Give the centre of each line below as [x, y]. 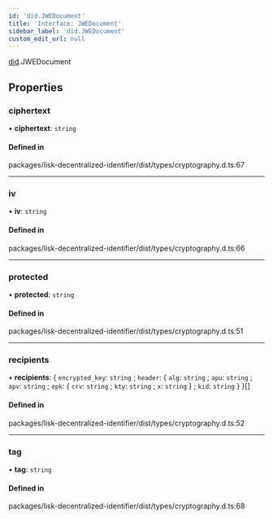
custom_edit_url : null [47, 39]
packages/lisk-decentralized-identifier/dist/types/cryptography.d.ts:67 [127, 165]
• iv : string [28, 212]
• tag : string [30, 469]
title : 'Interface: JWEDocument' [65, 24]
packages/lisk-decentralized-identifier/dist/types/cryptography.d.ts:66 [127, 248]
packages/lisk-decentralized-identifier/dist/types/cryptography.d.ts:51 [126, 331]
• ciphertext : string [43, 128]
